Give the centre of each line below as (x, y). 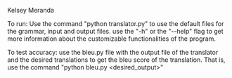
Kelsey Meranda (31, 10)
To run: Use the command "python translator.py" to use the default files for (116, 24)
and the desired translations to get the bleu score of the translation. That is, (116, 60)
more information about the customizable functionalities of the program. (112, 39)
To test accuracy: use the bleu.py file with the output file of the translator (113, 52)
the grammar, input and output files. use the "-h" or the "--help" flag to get (115, 31)
